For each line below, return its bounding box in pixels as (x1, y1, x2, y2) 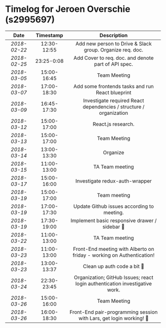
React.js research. (92, 120, 135, 127)
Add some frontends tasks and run (73, 83, 154, 90)
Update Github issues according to (73, 203, 154, 210)
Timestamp (36, 32, 63, 39)
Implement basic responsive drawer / (70, 217, 157, 224)
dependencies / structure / (83, 103, 145, 110)
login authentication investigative (75, 280, 152, 287)
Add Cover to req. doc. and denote (73, 54, 154, 61)
